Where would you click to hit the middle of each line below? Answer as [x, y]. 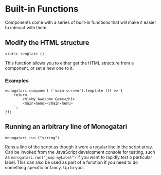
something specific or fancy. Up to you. [45, 167]
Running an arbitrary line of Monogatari [66, 127]
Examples [17, 80]
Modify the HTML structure [47, 43]
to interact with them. [26, 27]
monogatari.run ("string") [32, 138]
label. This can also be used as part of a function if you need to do [72, 162]
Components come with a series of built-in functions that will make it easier [81, 22]
